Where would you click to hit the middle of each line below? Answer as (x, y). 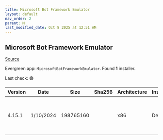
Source (12, 59)
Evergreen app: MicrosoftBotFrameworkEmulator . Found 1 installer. (70, 68)
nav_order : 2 (18, 18)
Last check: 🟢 (19, 78)
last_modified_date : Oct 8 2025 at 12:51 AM (51, 28)
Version (17, 92)
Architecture (132, 92)
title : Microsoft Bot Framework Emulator (48, 9)
